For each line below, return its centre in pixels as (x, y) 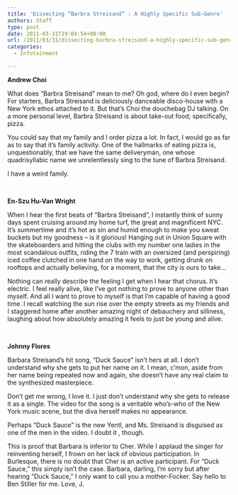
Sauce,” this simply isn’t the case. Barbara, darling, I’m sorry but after (109, 469)
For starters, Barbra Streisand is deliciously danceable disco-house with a (115, 101)
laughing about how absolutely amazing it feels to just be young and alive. (115, 319)
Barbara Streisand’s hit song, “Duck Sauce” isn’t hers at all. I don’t (103, 360)
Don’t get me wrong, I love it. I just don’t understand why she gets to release (119, 396)
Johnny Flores (29, 346)
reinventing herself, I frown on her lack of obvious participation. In (103, 453)
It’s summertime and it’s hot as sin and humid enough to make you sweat (113, 229)
